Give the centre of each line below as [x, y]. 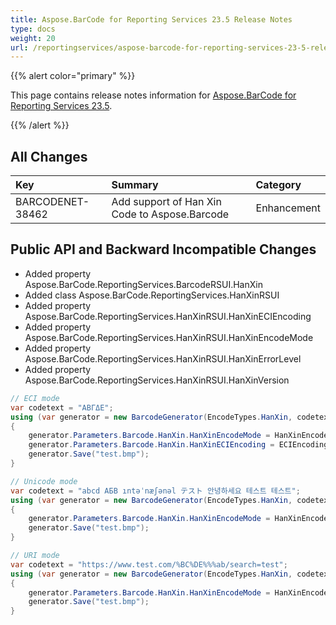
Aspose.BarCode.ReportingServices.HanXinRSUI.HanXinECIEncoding [168, 316]
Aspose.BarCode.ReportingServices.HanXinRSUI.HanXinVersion [157, 380]
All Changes [49, 156]
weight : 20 [33, 38]
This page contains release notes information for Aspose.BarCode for [153, 95]
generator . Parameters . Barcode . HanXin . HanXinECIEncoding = [151, 445]
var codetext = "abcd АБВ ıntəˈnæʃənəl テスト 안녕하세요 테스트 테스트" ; [155, 491]
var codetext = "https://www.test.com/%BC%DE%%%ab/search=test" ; [149, 564]
